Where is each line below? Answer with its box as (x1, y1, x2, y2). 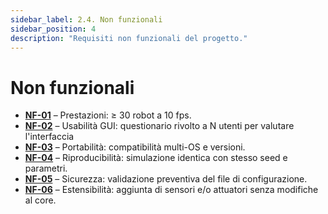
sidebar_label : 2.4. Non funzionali (10, 14, 163, 25)
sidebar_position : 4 (10, 24, 97, 34)
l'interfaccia (24, 131, 75, 143)
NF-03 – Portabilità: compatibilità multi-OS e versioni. (24, 141, 246, 153)
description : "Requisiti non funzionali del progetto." (10, 33, 248, 43)
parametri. (24, 162, 68, 175)
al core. (24, 194, 57, 206)
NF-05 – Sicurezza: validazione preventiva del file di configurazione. (24, 173, 308, 185)
